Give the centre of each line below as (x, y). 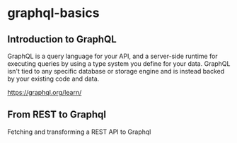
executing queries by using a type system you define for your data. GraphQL (119, 64)
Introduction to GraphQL (62, 39)
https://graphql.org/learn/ (45, 92)
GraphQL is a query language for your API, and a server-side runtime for (112, 56)
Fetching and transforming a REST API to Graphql (79, 132)
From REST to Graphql (57, 115)
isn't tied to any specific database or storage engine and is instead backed (116, 71)
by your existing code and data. (53, 79)
